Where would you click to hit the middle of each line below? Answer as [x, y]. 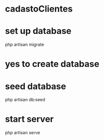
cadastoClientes [39, 9]
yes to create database [52, 64]
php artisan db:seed [25, 100]
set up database [38, 31]
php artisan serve [23, 133]
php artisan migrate [25, 45]
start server [29, 119]
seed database [36, 86]
